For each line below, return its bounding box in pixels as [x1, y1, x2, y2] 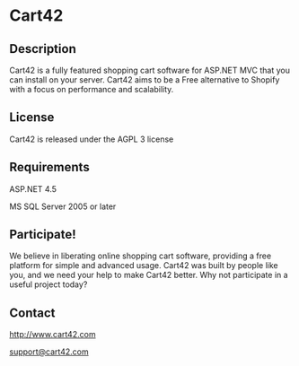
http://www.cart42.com [9, 329, 96, 340]
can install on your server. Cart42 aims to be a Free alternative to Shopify [9, 74, 280, 85]
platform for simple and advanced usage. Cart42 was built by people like [9, 260, 278, 271]
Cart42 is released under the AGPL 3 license [9, 134, 174, 144]
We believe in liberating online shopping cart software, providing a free [9, 250, 272, 261]
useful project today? [9, 279, 88, 290]
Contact [9, 305, 56, 320]
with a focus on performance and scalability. [9, 84, 174, 94]
